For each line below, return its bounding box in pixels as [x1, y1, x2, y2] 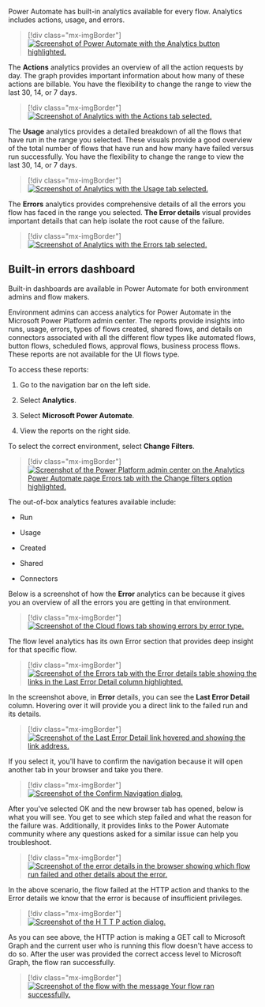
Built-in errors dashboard [8, 262, 136, 276]
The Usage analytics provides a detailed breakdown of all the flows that [8, 126, 242, 136]
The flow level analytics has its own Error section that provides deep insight [8, 636, 254, 646]
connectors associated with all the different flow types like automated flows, [8, 332, 256, 342]
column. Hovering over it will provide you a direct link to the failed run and [8, 700, 248, 710]
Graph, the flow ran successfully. [8, 957, 116, 967]
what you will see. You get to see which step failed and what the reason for [8, 812, 252, 821]
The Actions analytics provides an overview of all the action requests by [8, 62, 244, 72]
